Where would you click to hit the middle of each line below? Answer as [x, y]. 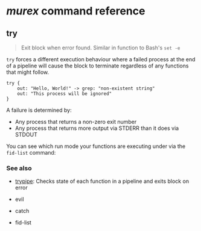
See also [19, 168]
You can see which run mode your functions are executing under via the [96, 146]
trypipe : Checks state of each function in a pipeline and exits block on [102, 181]
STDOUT [26, 134]
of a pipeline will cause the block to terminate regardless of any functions [97, 66]
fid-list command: [31, 152]
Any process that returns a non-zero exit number [76, 122]
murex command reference [76, 11]
